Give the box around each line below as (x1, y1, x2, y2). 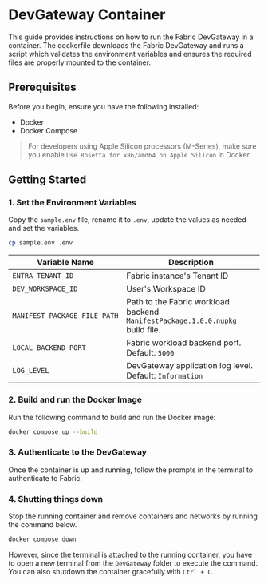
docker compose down (8, 535, 77, 544)
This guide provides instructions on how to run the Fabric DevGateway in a (8, 32, 254, 42)
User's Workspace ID (126, 284, 206, 295)
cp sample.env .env (8, 239, 73, 247)
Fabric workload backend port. (126, 337, 242, 348)
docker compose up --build (8, 427, 98, 436)
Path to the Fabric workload (126, 296, 230, 308)
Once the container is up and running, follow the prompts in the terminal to (8, 465, 254, 475)
